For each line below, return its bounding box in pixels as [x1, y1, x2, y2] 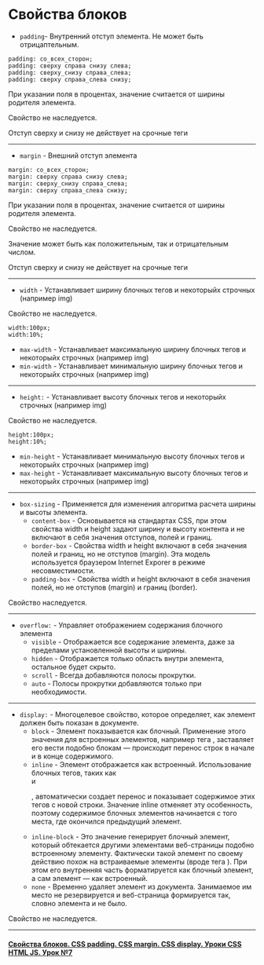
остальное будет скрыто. [31, 662, 116, 671]
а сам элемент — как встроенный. [31, 873, 148, 883]
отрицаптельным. [19, 39, 79, 49]
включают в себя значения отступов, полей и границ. [31, 532, 213, 542]
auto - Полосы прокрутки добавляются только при [31, 678, 202, 688]
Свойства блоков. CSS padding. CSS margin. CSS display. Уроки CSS [8, 939, 242, 949]
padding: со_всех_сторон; [8, 55, 93, 63]
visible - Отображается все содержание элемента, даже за [31, 637, 235, 646]
